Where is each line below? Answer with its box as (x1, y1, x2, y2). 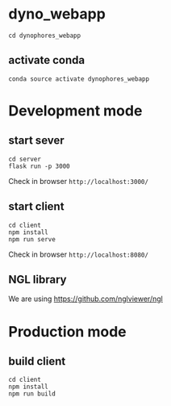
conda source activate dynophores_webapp (8, 74, 150, 83)
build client (8, 354, 66, 368)
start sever (8, 134, 65, 148)
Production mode (8, 322, 127, 341)
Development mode (8, 102, 143, 119)
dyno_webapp (8, 5, 106, 23)
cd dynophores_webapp (8, 31, 81, 40)
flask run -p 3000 (8, 162, 70, 170)
